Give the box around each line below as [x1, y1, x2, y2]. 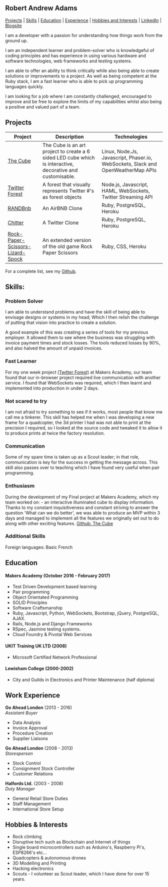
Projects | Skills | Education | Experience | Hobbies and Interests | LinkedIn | [5, 17, 161, 23]
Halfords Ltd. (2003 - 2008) [5, 780, 63, 786]
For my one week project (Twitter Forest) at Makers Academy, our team [5, 369, 152, 375]
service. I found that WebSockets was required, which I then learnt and [5, 379, 151, 385]
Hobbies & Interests [5, 820, 68, 829]
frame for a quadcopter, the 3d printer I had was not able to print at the [5, 419, 151, 425]
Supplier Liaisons [12, 735, 48, 741]
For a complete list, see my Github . [5, 268, 77, 274]
